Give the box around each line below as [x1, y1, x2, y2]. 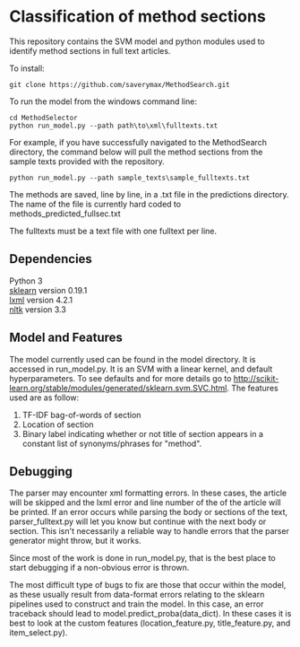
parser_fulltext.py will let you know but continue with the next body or [9, 516, 267, 527]
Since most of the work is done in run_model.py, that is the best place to [9, 553, 276, 564]
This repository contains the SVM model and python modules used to [9, 36, 266, 47]
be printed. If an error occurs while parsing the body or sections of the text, [9, 507, 288, 518]
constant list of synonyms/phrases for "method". [21, 438, 202, 449]
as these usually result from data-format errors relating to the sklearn [9, 590, 265, 600]
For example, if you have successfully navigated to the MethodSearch [9, 136, 267, 147]
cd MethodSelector [9, 113, 78, 122]
